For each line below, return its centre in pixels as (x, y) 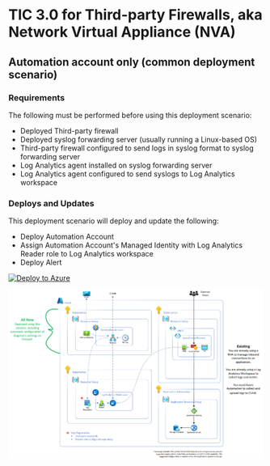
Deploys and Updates (51, 203)
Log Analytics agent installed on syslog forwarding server (116, 165)
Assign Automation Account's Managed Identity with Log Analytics (131, 245)
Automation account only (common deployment (132, 62)
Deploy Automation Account (67, 237)
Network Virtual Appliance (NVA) (122, 32)
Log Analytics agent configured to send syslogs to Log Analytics (128, 174)
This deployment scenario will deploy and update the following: (114, 221)
